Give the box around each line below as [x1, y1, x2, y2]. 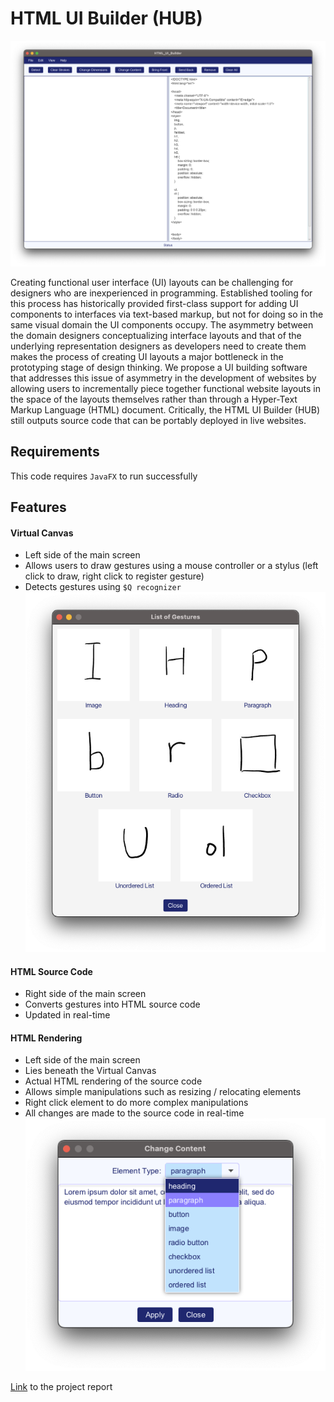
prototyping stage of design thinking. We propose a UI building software [10, 361, 308, 373]
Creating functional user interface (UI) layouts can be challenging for [10, 276, 294, 288]
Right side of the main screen [24, 988, 147, 1000]
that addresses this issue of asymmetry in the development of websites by [10, 372, 317, 384]
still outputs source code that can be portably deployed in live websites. [10, 414, 307, 426]
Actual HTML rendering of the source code [24, 1075, 203, 1087]
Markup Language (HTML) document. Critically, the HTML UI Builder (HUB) [10, 403, 321, 416]
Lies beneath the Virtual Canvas [24, 1065, 157, 1077]
